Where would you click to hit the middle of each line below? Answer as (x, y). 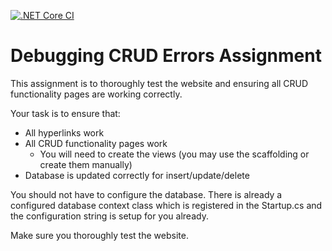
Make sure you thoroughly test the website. (99, 235)
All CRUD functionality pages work (96, 143)
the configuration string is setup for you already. (109, 216)
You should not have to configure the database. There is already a (146, 194)
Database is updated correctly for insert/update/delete (137, 175)
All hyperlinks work (64, 132)
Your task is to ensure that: (65, 113)
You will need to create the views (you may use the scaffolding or (174, 154)
